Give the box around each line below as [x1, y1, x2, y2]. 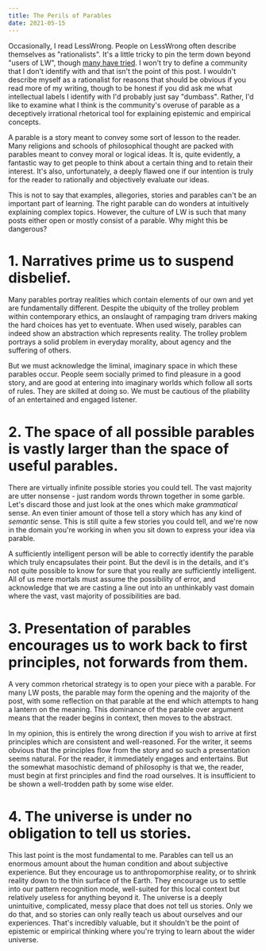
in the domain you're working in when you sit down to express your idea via [8, 525, 256, 535]
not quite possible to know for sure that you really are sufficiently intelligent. [8, 566, 256, 575]
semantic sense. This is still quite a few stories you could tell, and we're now [8, 516, 259, 526]
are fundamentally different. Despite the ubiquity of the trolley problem [8, 303, 240, 313]
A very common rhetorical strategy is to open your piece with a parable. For [8, 680, 256, 689]
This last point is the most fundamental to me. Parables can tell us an [8, 851, 234, 860]
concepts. [8, 117, 41, 127]
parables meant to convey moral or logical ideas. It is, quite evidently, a [8, 149, 241, 159]
